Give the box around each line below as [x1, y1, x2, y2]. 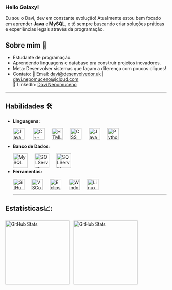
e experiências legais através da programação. [5, 26, 104, 32]
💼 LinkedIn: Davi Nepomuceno [12, 82, 77, 88]
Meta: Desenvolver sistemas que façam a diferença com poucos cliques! [12, 65, 166, 72]
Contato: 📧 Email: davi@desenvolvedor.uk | [12, 71, 104, 77]
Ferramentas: [12, 168, 42, 174]
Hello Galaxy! [5, 4, 39, 11]
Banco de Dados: [12, 143, 50, 149]
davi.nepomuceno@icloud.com [12, 76, 79, 82]
